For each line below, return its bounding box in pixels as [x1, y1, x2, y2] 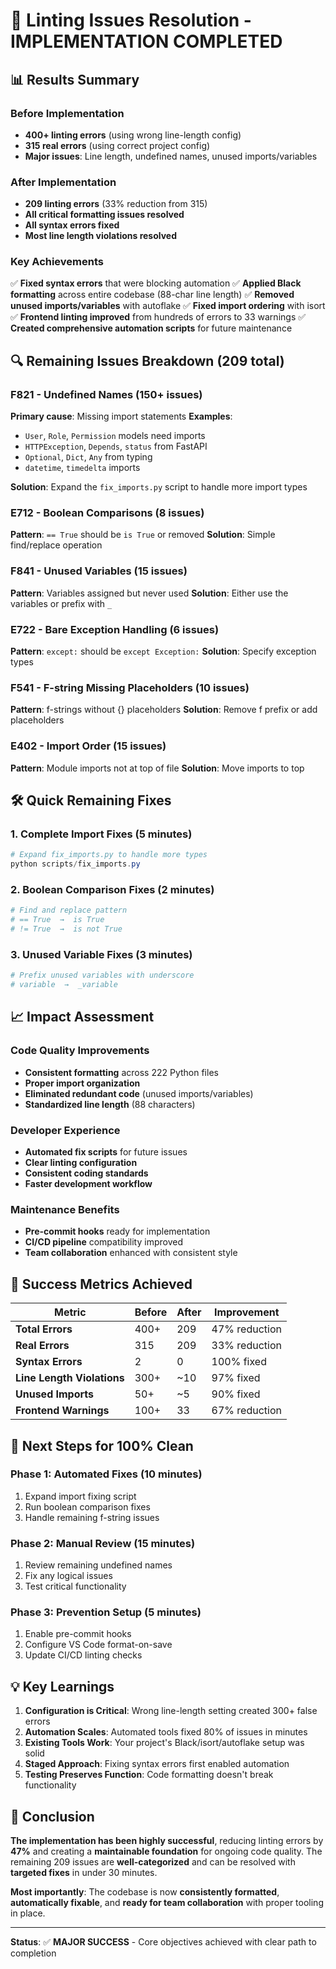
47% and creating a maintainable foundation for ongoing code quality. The [10, 1845, 323, 1858]
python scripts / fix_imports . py [10, 859, 141, 869]
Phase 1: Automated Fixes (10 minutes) [10, 1467, 203, 1481]
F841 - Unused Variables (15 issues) [10, 564, 188, 578]
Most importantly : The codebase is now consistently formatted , [10, 1886, 280, 1898]
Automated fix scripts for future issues [24, 1146, 188, 1158]
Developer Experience [10, 1123, 121, 1137]
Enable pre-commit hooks [24, 1628, 132, 1640]
